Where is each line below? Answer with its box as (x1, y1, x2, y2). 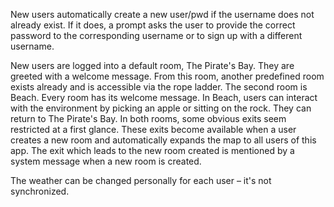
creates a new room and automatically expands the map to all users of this (10, 134, 317, 146)
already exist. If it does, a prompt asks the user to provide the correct (10, 19, 296, 31)
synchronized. (10, 185, 70, 197)
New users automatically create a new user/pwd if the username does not (10, 9, 315, 20)
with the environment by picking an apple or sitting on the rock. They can (10, 102, 312, 114)
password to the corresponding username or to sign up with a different (10, 30, 303, 41)
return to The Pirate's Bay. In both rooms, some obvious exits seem (10, 113, 287, 124)
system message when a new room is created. (10, 155, 202, 167)
